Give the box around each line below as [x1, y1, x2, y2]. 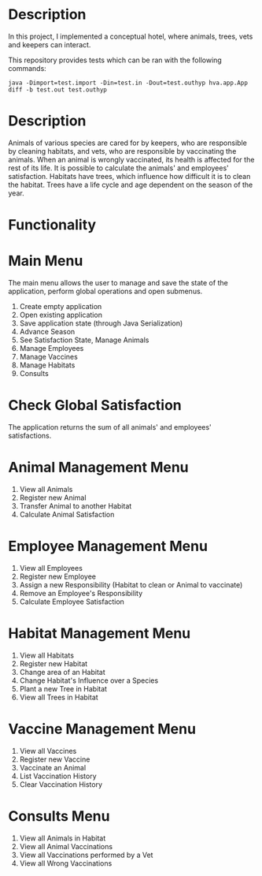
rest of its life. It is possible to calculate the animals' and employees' [8, 163, 230, 173]
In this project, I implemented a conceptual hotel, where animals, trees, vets [8, 32, 253, 41]
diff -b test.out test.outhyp [8, 85, 108, 94]
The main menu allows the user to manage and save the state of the [8, 278, 228, 287]
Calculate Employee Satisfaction [19, 597, 124, 606]
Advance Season [19, 327, 76, 336]
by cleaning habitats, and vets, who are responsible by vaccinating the [8, 146, 237, 155]
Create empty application [19, 302, 102, 311]
